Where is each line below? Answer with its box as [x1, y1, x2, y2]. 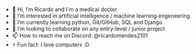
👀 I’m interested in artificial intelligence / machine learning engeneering [12, 12, 190, 19]
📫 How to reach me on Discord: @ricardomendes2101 [12, 32, 148, 39]
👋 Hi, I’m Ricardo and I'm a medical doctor [12, 6, 117, 13]
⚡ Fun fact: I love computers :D [12, 41, 90, 48]
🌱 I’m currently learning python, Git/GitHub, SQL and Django [12, 19, 163, 25]
